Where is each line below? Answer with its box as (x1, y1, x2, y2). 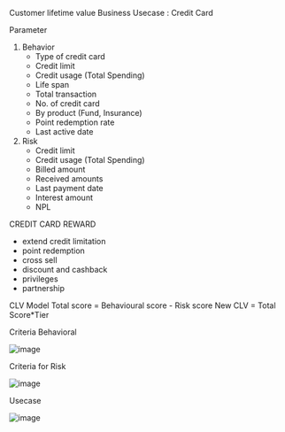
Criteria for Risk (9, 361, 66, 371)
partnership (21, 283, 65, 293)
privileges (21, 274, 59, 284)
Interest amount (35, 192, 93, 203)
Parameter (9, 25, 48, 35)
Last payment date (35, 183, 104, 193)
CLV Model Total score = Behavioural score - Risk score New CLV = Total (9, 300, 276, 311)
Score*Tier (9, 310, 50, 320)
